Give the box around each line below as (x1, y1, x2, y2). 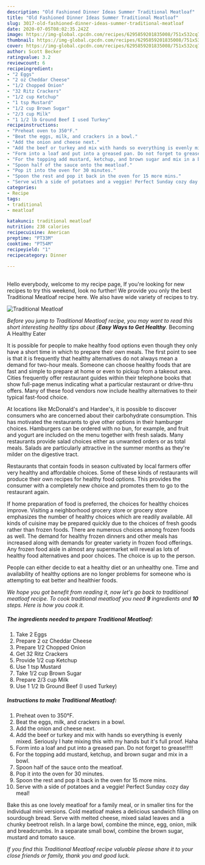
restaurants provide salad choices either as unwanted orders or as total (7, 438, 186, 445)
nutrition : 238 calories (7, 224, 70, 230)
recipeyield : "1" (7, 246, 51, 253)
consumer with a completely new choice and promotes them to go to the (7, 482, 189, 489)
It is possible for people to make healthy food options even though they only (7, 342, 198, 349)
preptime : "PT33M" (7, 235, 54, 241)
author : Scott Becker (7, 49, 62, 55)
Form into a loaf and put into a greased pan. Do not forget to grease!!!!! (15, 744, 193, 752)
